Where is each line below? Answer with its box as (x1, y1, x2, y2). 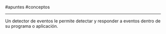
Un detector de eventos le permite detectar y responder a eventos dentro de (5, 18, 161, 24)
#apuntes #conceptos (5, 4, 50, 10)
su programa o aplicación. (5, 23, 58, 29)
